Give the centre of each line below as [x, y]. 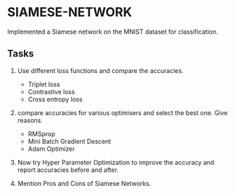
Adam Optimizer [51, 149]
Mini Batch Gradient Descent [69, 141]
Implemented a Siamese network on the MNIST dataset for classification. [113, 32]
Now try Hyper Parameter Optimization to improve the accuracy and [116, 162]
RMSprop [41, 133]
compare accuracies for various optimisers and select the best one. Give [122, 112]
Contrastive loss [51, 91]
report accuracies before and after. [68, 170]
